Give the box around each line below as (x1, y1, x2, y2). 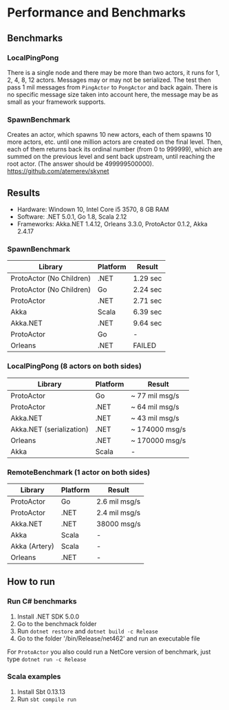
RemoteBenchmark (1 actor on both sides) (7, 467, 151, 477)
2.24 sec (133, 285, 162, 294)
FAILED (133, 341, 157, 350)
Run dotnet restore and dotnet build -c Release (17, 627, 158, 635)
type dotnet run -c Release (7, 655, 87, 663)
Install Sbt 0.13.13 (17, 687, 66, 696)
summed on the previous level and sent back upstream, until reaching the (7, 153, 215, 161)
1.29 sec (133, 274, 162, 283)
